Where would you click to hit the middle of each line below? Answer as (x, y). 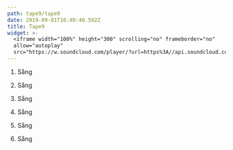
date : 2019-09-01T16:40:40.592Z (54, 20)
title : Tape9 (26, 26)
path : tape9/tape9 (34, 13)
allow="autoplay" (38, 46)
